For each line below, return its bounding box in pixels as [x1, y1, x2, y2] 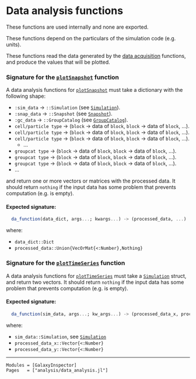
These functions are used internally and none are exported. [6, 23, 149, 30]
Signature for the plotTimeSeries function [6, 259, 125, 267]
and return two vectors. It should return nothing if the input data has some [6, 278, 184, 285]
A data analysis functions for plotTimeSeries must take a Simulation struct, [6, 272, 187, 279]
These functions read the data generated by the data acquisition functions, [6, 52, 186, 59]
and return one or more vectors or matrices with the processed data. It [6, 177, 176, 185]
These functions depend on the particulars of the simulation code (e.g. [6, 35, 176, 42]
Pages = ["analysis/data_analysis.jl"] [6, 367, 108, 373]
